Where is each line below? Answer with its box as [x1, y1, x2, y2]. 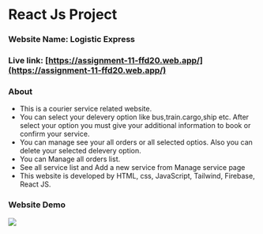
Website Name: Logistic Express [8, 34, 136, 45]
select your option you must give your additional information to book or [19, 121, 251, 130]
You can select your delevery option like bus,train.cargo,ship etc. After [19, 112, 250, 122]
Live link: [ [8, 55, 49, 66]
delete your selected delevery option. [19, 146, 142, 156]
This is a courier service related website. [19, 104, 152, 114]
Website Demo [8, 199, 66, 210]
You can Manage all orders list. [19, 154, 121, 164]
